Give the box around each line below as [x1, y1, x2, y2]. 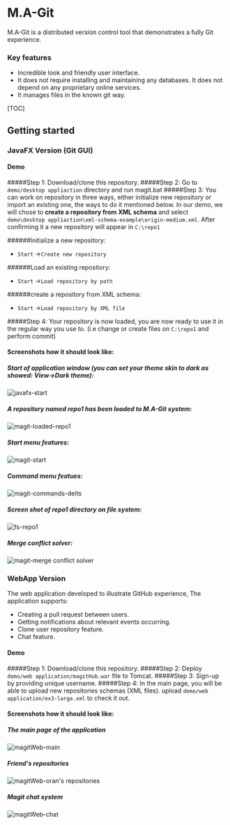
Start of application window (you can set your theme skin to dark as [7, 364, 209, 372]
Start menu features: [7, 438, 70, 447]
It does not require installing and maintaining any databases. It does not [17, 76, 223, 84]
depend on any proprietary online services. [17, 84, 141, 92]
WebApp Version [7, 573, 66, 583]
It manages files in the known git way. [17, 91, 126, 99]
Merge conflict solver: [7, 539, 73, 547]
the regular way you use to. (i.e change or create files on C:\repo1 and [7, 324, 209, 332]
